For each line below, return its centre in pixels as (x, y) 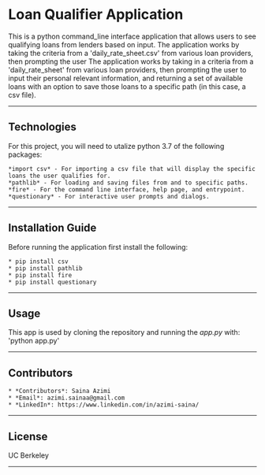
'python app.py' (34, 341)
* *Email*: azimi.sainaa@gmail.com (67, 398)
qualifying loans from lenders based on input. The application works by (124, 44)
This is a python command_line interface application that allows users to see (132, 36)
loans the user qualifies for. (60, 176)
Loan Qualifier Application (96, 15)
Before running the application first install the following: (98, 247)
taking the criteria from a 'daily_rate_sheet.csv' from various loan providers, (131, 53)
